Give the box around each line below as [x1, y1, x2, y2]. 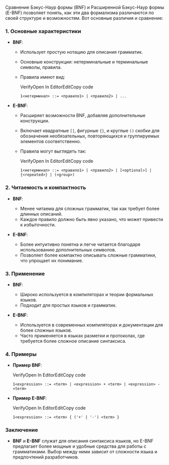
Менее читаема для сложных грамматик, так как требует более [20, 205, 160, 211]
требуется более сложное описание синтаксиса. [20, 338, 126, 344]
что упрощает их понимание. [20, 257, 83, 263]
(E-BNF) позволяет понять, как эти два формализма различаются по [5, 10, 154, 16]
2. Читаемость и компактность [5, 184, 87, 191]
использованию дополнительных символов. [20, 246, 116, 253]
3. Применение [5, 270, 45, 277]
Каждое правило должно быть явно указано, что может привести [20, 216, 163, 222]
